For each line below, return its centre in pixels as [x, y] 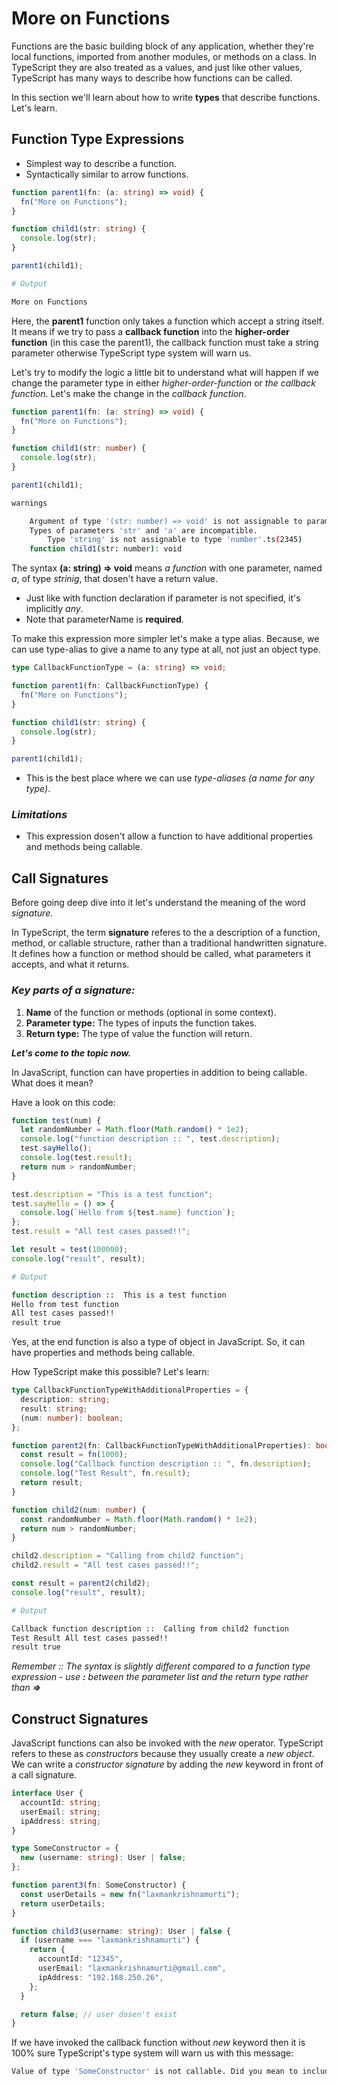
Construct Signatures [80, 1718]
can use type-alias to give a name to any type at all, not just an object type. [166, 649]
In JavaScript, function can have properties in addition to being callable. [159, 1072]
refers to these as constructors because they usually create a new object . [163, 1754]
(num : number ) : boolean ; [72, 1418]
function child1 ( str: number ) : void [106, 549]
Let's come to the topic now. [71, 1053]
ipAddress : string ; [61, 1821]
